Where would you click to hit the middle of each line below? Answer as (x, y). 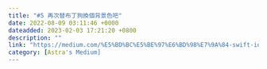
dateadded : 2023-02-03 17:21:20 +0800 (72, 30)
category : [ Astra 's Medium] (55, 52)
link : (17, 45)
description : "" (35, 38)
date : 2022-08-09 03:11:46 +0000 (64, 23)
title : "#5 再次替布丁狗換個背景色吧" (65, 15)
